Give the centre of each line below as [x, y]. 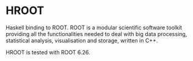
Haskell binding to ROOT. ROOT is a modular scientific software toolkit [94, 27]
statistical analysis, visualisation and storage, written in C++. [82, 40]
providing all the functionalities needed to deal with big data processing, [96, 34]
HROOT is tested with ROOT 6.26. [48, 52]
